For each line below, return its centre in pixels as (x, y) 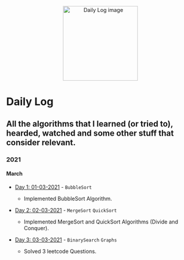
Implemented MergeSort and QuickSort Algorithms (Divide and (101, 222)
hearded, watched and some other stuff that (90, 133)
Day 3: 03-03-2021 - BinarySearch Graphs (66, 240)
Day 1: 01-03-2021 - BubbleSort (53, 187)
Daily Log (30, 102)
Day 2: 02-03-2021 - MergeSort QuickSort (66, 210)
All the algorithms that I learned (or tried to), (90, 123)
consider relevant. (41, 143)
